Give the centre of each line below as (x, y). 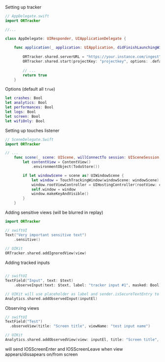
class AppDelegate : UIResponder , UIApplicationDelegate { (66, 38)
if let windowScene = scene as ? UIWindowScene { (73, 175)
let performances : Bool (29, 107)
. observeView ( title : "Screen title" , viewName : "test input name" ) (80, 326)
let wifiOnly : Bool (25, 121)
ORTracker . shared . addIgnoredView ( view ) (46, 253)
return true (35, 75)
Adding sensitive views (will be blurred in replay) (54, 212)
